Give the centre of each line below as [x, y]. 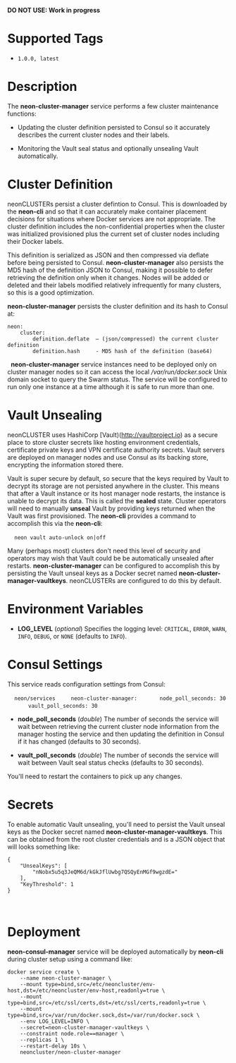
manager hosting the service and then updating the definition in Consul [121, 734]
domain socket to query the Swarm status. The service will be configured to [117, 379]
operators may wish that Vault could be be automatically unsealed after [111, 558]
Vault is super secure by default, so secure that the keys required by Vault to [118, 478]
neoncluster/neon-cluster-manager [70, 1052]
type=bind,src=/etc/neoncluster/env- [100, 984]
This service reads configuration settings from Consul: [86, 684]
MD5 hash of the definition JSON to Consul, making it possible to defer [110, 270]
